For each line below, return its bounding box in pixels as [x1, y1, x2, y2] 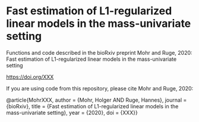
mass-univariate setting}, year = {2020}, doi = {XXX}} [6, 109, 138, 116]
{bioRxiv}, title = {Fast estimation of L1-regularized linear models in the [6, 102, 179, 110]
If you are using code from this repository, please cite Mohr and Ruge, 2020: [6, 85, 194, 92]
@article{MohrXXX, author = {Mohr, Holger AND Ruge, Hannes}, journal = [6, 96, 187, 104]
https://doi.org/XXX [6, 73, 54, 80]
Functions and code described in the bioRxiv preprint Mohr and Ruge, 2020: [6, 49, 192, 56]
